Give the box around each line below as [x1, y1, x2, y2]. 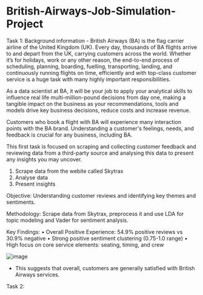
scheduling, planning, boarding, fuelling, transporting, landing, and [6, 62, 173, 70]
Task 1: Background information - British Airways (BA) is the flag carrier [6, 37, 185, 44]
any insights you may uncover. [6, 155, 82, 163]
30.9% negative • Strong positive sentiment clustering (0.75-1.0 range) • [6, 235, 188, 242]
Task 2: [6, 282, 25, 290]
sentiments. [6, 198, 36, 206]
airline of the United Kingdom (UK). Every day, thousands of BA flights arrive [6, 44, 198, 51]
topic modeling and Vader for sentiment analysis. [6, 216, 129, 224]
